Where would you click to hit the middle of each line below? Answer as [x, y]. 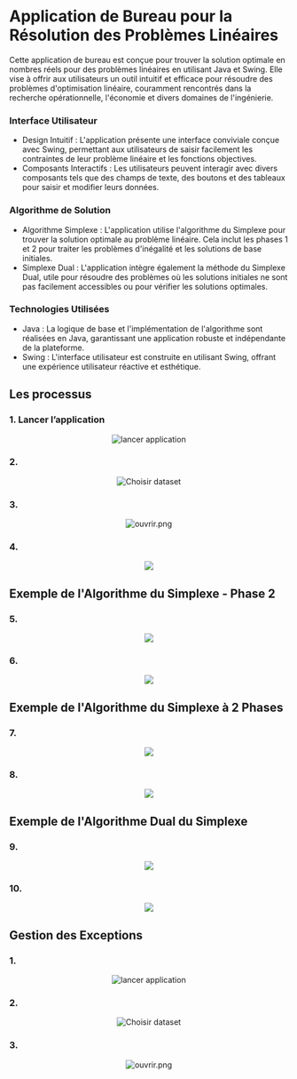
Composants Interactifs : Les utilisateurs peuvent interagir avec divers [149, 168]
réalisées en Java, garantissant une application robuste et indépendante [154, 338]
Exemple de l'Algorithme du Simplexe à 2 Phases [146, 707]
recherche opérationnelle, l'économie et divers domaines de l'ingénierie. [141, 97]
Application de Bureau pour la [121, 16]
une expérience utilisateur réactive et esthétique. [111, 366]
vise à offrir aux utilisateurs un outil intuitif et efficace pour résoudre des [141, 78]
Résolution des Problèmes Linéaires [144, 35]
